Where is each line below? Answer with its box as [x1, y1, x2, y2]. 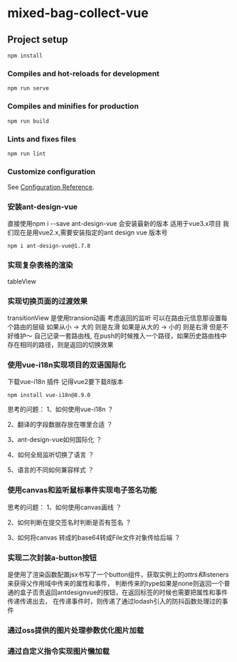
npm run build [7, 118, 50, 125]
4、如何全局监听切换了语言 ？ [7, 450, 95, 459]
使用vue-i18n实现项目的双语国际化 [7, 360, 127, 370]
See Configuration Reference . [7, 183, 95, 192]
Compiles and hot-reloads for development [7, 68, 160, 78]
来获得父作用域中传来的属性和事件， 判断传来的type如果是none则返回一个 [7, 579, 224, 587]
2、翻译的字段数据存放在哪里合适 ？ [7, 420, 113, 429]
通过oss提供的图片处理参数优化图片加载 [7, 625, 144, 635]
